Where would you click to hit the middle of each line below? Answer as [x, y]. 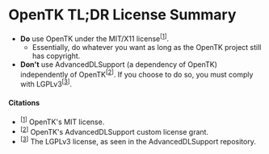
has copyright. [56, 56]
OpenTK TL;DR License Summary [122, 15]
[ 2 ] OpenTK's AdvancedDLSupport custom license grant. [114, 131]
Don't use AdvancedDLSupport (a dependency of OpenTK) [119, 64]
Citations [24, 102]
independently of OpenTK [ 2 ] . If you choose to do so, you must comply [137, 73]
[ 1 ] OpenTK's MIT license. [62, 121]
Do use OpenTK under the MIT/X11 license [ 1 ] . [95, 38]
